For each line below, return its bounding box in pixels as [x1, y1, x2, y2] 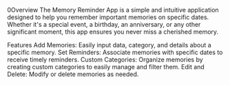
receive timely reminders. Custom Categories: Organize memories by [7, 56, 203, 64]
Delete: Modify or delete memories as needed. [7, 70, 139, 78]
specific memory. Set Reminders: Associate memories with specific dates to [7, 48, 223, 56]
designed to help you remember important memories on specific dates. [7, 13, 209, 21]
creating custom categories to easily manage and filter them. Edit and [7, 63, 205, 71]
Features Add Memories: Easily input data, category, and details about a [7, 41, 211, 49]
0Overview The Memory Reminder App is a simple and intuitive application [7, 6, 219, 14]
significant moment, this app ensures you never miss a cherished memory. [7, 27, 219, 36]
